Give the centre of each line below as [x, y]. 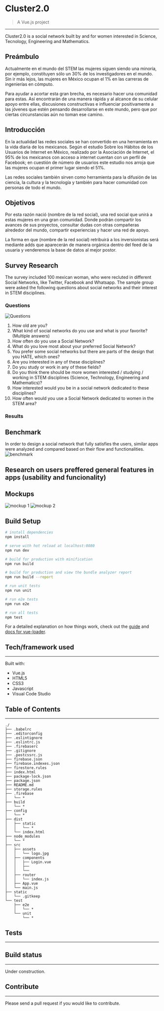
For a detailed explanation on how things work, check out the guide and [77, 626]
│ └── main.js [21, 888]
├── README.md [20, 785]
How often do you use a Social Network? [53, 341]
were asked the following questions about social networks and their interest [81, 288]
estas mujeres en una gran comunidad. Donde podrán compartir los [73, 220]
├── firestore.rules [26, 768]
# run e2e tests [21, 599]
